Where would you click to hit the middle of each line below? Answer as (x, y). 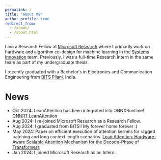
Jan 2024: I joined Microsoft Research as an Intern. (64, 152)
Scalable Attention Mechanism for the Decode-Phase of (83, 142)
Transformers (26, 147)
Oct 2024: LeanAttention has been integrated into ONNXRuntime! (78, 110)
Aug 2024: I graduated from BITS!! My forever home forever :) (75, 126)
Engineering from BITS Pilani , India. (41, 77)
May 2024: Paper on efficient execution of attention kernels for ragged (84, 131)
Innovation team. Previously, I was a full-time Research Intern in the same (79, 57)
